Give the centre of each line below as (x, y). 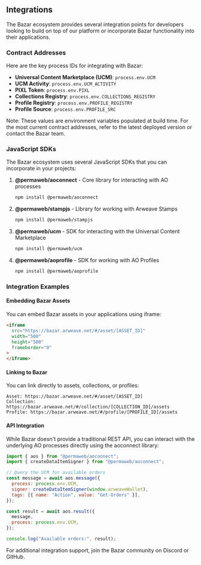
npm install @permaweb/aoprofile (57, 271)
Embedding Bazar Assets (38, 301)
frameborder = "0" (32, 347)
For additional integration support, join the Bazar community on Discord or (98, 550)
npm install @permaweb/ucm (48, 249)
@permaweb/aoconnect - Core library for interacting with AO (92, 180)
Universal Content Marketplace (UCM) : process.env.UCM (85, 77)
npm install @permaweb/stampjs (54, 220)
